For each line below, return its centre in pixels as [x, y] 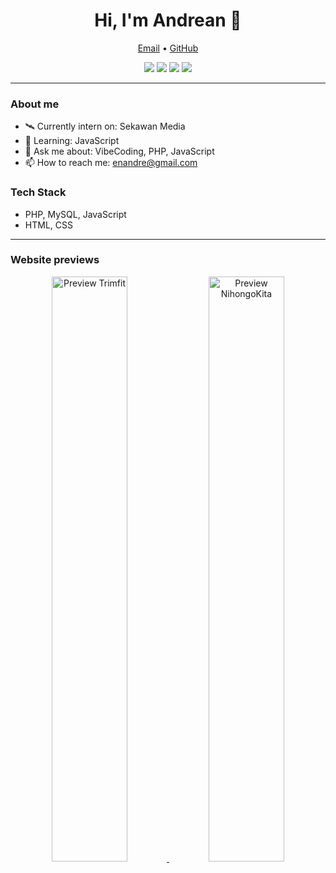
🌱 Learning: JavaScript [72, 141]
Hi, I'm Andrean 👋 [168, 20]
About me [35, 104]
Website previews [55, 260]
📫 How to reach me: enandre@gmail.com [111, 163]
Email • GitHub [168, 48]
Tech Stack [38, 192]
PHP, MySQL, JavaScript [75, 214]
